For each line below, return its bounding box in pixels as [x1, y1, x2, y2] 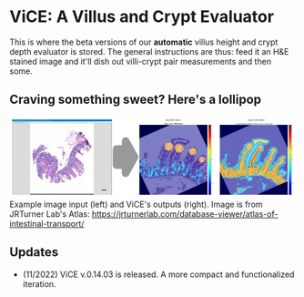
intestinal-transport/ [9, 218, 85, 229]
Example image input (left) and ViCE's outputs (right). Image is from [9, 199, 263, 210]
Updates [9, 244, 59, 261]
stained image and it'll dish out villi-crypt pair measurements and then [9, 56, 271, 67]
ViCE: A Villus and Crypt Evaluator [9, 6, 275, 27]
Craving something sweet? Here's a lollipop [9, 92, 262, 108]
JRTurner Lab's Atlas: [9, 208, 90, 220]
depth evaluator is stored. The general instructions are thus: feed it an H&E [9, 46, 289, 56]
